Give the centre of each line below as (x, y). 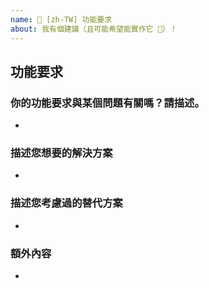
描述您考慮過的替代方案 (66, 203)
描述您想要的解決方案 (61, 153)
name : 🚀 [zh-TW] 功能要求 (61, 19)
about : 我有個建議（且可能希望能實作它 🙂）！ (94, 29)
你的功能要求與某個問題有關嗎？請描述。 (107, 103)
